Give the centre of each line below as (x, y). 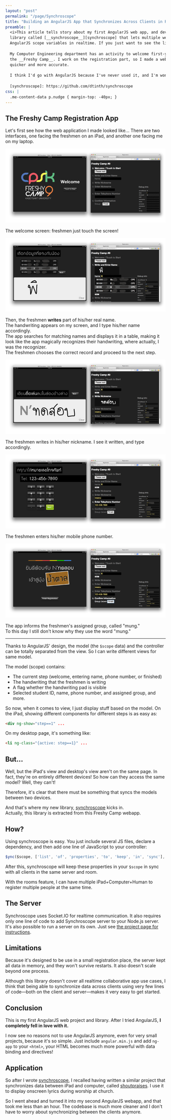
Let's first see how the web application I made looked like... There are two (83, 131)
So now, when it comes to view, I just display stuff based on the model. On (83, 708)
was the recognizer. (26, 347)
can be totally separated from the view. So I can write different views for (81, 651)
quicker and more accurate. (40, 65)
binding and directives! (29, 1052)
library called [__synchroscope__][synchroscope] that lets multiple (85, 38)
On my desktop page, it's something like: (48, 733)
